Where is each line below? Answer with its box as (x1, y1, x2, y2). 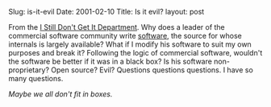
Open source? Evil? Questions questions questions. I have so (51, 65, 254, 75)
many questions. (8, 74, 64, 83)
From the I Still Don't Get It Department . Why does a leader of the (8, 23, 226, 31)
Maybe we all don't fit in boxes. (8, 89, 113, 99)
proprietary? (8, 65, 50, 75)
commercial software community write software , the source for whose (8, 31, 242, 40)
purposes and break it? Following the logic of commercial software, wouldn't (8, 48, 263, 57)
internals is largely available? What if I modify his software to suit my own (8, 39, 252, 49)
